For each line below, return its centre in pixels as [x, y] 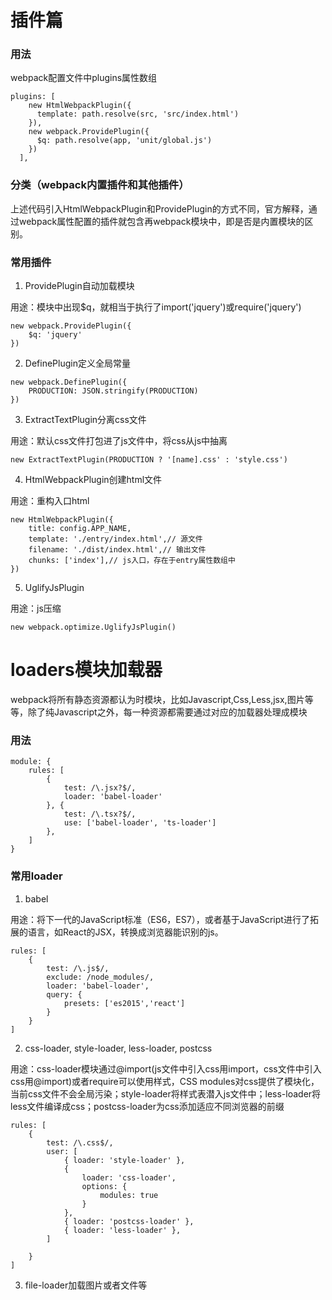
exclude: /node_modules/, [100, 977]
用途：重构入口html [50, 501]
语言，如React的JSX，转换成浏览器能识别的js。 [125, 932]
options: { [104, 1186]
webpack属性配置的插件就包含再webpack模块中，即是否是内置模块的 [161, 221]
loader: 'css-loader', [129, 1177]
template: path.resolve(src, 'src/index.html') [138, 114]
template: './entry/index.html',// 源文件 [115, 539]
